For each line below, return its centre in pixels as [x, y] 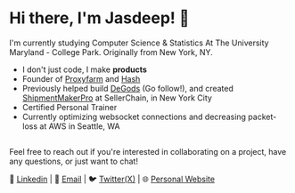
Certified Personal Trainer [70, 107]
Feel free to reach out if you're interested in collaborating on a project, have [148, 152]
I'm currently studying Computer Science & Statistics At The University [139, 43]
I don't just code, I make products [84, 69]
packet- [262, 117]
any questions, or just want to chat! [74, 161]
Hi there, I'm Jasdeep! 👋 [99, 18]
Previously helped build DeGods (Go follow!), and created [128, 88]
